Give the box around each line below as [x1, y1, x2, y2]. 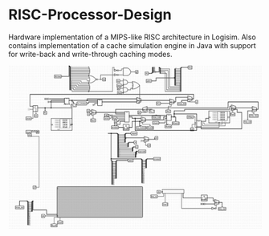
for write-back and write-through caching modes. [8, 49, 173, 59]
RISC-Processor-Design [8, 6, 172, 24]
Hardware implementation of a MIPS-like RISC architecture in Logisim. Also [8, 32, 257, 42]
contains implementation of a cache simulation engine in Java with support [8, 40, 257, 50]
